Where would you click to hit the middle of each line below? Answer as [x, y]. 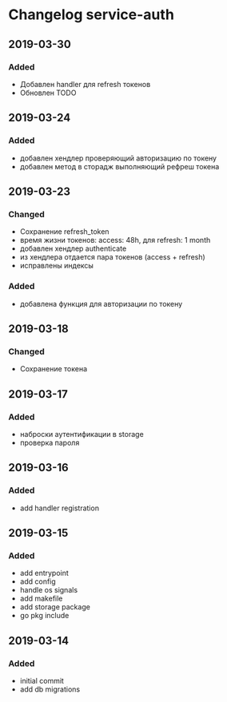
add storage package [55, 607]
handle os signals [49, 590]
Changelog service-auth [91, 15]
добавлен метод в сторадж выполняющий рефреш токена [119, 166]
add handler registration [60, 508]
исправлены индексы [57, 266]
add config [38, 581]
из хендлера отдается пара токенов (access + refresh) [112, 257]
